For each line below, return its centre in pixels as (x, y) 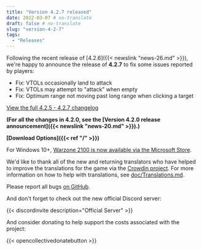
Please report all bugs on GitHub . (48, 187)
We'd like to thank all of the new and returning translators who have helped (101, 162)
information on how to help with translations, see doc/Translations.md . (95, 175)
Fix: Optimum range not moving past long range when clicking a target (104, 96)
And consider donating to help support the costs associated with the (93, 222)
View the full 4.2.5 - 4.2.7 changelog (52, 108)
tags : (13, 35)
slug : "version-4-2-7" (35, 29)
